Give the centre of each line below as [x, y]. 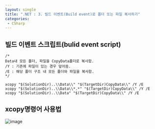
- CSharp [16, 23]
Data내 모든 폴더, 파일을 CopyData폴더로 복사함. [50, 61]
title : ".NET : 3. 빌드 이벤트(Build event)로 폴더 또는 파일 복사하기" [73, 14]
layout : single [21, 10]
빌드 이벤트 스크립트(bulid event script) [63, 44]
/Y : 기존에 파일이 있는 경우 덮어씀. [38, 67]
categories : [17, 19]
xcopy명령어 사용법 [33, 109]
